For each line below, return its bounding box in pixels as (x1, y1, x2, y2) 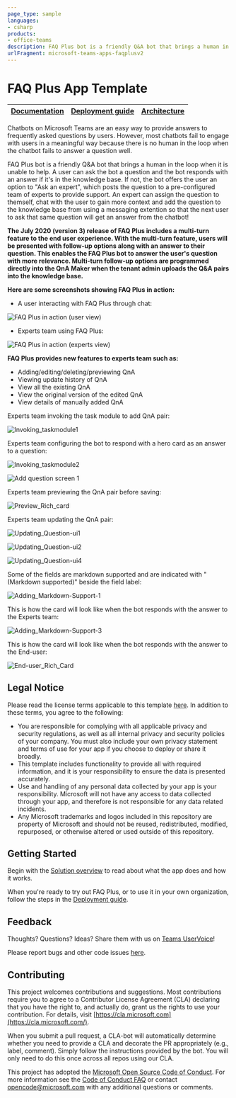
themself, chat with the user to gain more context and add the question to (7, 198, 221, 206)
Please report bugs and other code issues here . (7, 949, 146, 957)
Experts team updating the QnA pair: (7, 515, 114, 523)
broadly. (17, 752, 42, 760)
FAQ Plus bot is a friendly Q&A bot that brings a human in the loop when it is (7, 160, 228, 169)
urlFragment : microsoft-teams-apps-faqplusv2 (7, 50, 143, 57)
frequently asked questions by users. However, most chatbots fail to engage (7, 131, 230, 140)
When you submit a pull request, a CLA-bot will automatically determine (7, 1031, 216, 1040)
